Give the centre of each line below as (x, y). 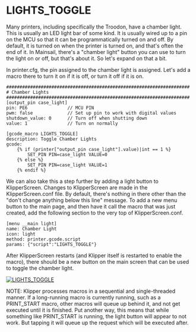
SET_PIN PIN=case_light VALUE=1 (68, 165)
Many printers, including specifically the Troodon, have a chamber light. (94, 27)
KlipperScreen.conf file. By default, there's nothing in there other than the (96, 194)
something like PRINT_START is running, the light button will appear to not (97, 316)
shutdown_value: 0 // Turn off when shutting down (77, 118)
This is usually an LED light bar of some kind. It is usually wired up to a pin (97, 33)
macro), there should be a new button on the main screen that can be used (98, 261)
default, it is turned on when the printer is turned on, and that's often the (95, 46)
